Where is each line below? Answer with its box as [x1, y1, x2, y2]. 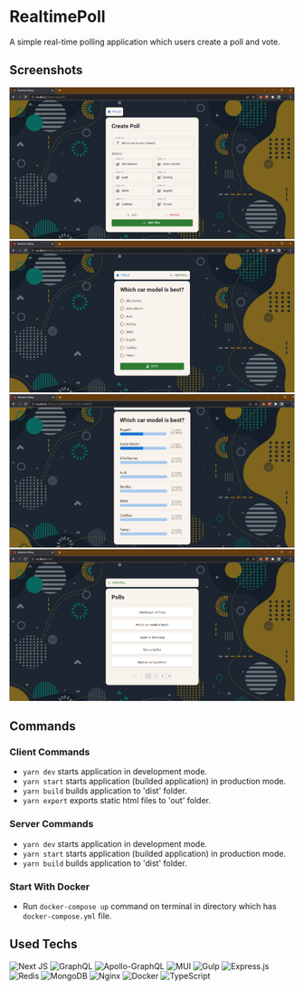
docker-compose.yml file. [22, 910, 112, 921]
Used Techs [9, 937, 78, 952]
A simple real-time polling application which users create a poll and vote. [9, 36, 280, 47]
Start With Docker [9, 880, 90, 893]
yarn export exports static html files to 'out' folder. [22, 795, 211, 806]
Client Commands [9, 745, 90, 758]
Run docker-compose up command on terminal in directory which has [22, 900, 278, 911]
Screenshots [9, 62, 83, 78]
